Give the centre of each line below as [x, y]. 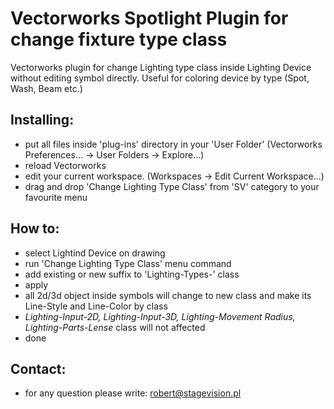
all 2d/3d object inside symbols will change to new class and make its [168, 295]
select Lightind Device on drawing [95, 253]
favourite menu [56, 197]
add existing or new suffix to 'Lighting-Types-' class [132, 274]
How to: [35, 228]
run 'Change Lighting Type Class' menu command [128, 263]
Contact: [38, 368]
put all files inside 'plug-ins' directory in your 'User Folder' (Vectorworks [173, 144]
